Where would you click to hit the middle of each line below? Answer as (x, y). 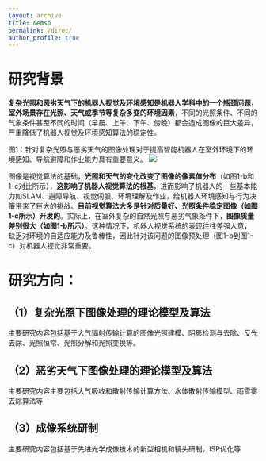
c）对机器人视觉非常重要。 (52, 246)
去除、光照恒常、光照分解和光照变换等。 (74, 343)
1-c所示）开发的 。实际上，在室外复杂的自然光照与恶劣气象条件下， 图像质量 (131, 216)
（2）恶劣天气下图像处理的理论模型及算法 (110, 370)
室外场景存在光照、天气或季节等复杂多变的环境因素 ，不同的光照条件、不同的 (133, 113)
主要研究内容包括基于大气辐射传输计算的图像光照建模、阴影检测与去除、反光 (133, 333)
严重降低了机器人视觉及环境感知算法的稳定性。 (84, 133)
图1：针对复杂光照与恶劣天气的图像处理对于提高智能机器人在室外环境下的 (127, 150)
